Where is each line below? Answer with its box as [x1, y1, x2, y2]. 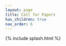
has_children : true [5, 17, 47, 22]
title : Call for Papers [5, 12, 56, 17]
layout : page [5, 7, 33, 13]
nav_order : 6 [5, 21, 33, 27]
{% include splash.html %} [5, 35, 61, 41]
